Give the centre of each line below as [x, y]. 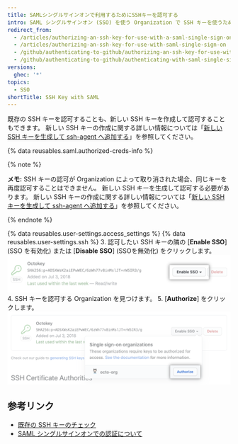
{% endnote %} [30, 220]
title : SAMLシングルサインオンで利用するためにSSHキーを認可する [93, 15]
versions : [22, 67]
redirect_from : [30, 30]
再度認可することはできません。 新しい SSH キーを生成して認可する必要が [115, 188]
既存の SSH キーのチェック [57, 424]
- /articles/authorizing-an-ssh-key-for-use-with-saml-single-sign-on [120, 45]
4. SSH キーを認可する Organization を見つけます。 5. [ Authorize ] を [107, 298]
